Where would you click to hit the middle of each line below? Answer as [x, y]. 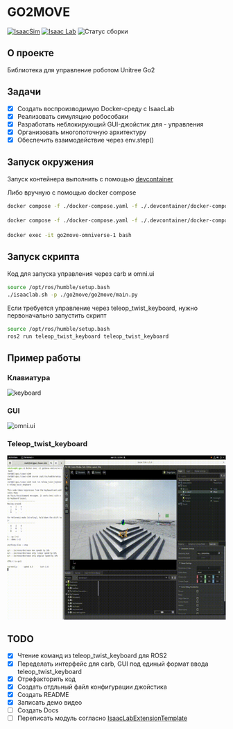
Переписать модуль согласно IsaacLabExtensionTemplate [102, 718]
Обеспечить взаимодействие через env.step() [86, 140]
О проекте [31, 53]
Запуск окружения [51, 162]
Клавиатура [29, 377]
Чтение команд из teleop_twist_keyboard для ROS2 [92, 656]
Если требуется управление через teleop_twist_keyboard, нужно [103, 308]
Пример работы [44, 358]
